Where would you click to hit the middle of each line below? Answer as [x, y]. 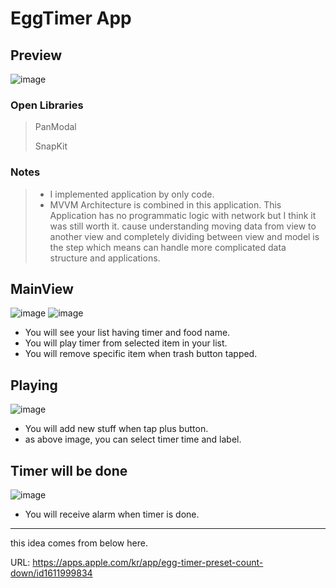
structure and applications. [105, 258]
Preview [36, 55]
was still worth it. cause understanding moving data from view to [183, 226]
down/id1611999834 [51, 573]
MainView [42, 288]
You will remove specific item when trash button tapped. [141, 354]
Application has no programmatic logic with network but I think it [183, 215]
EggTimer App [71, 18]
